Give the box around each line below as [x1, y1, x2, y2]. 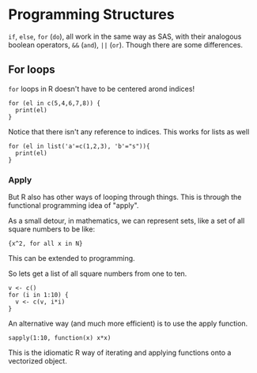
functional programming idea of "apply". [8, 201, 139, 210]
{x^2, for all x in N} [8, 239, 83, 248]
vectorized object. [8, 356, 67, 366]
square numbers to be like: [8, 224, 96, 234]
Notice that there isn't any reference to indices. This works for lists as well [8, 126, 250, 136]
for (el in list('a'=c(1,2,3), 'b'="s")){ [8, 142, 150, 150]
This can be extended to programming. [8, 254, 136, 263]
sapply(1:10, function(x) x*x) [8, 334, 111, 342]
